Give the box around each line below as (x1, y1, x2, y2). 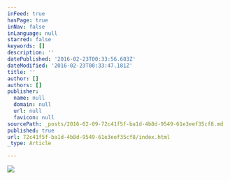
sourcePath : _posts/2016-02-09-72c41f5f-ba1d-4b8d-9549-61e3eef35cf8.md (7, 120, 224, 128)
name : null (13, 95, 45, 102)
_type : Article (7, 140, 52, 147)
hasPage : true (7, 17, 49, 24)
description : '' (7, 50, 55, 57)
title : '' (7, 68, 36, 75)
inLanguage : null (7, 29, 58, 37)
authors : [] (7, 82, 42, 89)
